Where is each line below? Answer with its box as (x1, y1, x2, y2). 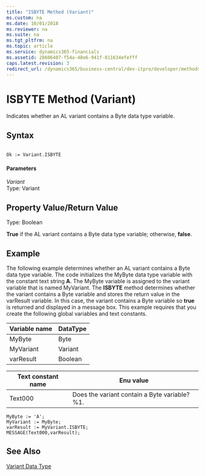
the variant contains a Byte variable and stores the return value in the (6, 290, 180, 297)
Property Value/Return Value (6, 203, 118, 213)
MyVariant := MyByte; (6, 418, 62, 425)
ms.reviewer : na (6, 26, 48, 32)
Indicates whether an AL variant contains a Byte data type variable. (6, 113, 175, 120)
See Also (6, 446, 41, 456)
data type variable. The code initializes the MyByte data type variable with (6, 270, 193, 278)
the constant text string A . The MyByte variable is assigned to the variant (6, 277, 190, 284)
